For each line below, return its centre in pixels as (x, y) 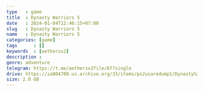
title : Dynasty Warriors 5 (43, 18)
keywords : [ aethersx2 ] (38, 51)
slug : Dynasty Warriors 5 (43, 29)
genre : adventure (28, 62)
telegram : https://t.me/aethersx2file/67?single (69, 68)
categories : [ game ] (31, 40)
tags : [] (25, 46)
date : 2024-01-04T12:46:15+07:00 (53, 23)
